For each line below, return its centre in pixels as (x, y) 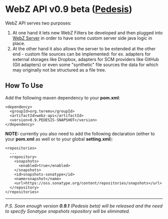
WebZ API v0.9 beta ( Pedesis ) (69, 9)
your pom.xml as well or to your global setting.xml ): (59, 139)
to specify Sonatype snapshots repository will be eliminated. (68, 211)
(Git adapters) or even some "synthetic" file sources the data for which (85, 64)
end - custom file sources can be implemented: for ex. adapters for (81, 54)
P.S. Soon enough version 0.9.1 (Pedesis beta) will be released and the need (84, 205)
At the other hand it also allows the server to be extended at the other (84, 48)
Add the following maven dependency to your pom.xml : (63, 97)
